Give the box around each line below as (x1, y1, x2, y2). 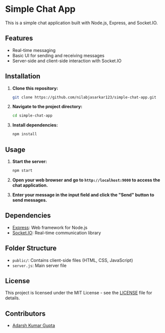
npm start (12, 168, 33, 173)
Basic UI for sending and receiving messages (12, 52, 105, 58)
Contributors (5, 309, 46, 318)
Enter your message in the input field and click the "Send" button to (12, 192, 155, 198)
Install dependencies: (12, 122, 58, 128)
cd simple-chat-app (12, 113, 53, 118)
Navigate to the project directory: (12, 104, 82, 110)
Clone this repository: (12, 85, 58, 91)
